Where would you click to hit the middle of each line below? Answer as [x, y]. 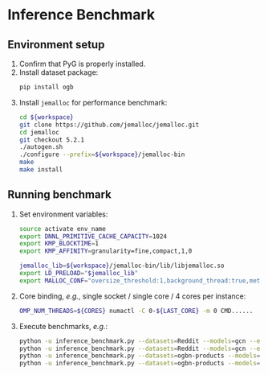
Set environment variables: [63, 214]
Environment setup [56, 45]
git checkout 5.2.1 [52, 140]
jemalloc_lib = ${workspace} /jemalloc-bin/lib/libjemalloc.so [122, 266]
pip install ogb [46, 87]
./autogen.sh [41, 147]
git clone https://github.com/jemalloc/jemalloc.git [109, 125]
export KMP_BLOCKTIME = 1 [59, 244]
